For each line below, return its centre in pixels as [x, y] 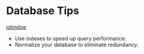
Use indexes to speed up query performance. [71, 38]
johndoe [16, 27]
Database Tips [43, 11]
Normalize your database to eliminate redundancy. [76, 45]
